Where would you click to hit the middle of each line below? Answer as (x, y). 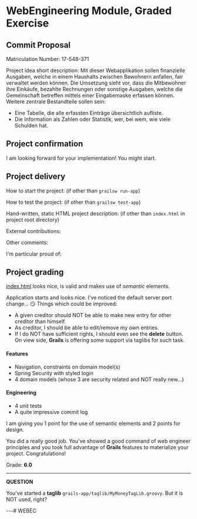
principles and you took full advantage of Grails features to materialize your (97, 447)
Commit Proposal (38, 45)
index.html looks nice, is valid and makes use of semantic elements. (88, 287)
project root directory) (33, 220)
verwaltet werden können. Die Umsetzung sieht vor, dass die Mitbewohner (96, 83)
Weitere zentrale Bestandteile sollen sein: (56, 102)
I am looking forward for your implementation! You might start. (81, 158)
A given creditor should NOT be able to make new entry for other (93, 315)
